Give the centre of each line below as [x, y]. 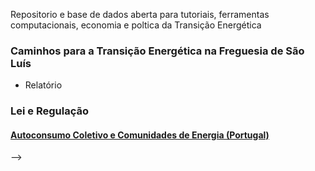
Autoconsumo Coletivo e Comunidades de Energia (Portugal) [140, 135]
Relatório [43, 85]
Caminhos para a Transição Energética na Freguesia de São [157, 51]
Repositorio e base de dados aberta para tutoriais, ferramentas [140, 14]
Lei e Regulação [49, 111]
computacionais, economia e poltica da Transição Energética [136, 25]
